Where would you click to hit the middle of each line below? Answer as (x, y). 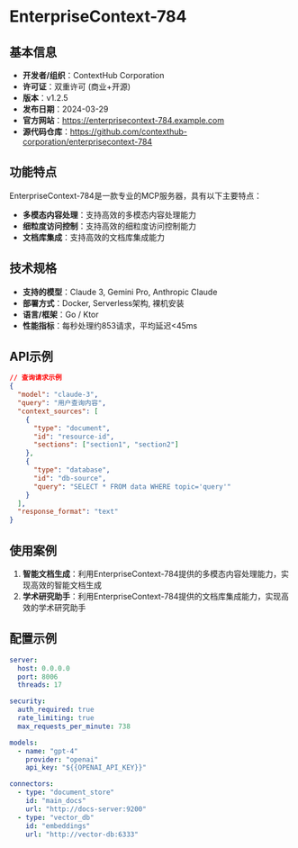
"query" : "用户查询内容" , (62, 403)
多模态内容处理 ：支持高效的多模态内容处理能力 (109, 214)
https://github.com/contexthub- (128, 131)
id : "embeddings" (58, 825)
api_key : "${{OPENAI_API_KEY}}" (86, 768)
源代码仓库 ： (46, 131)
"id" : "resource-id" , (74, 437)
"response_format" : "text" (68, 512)
